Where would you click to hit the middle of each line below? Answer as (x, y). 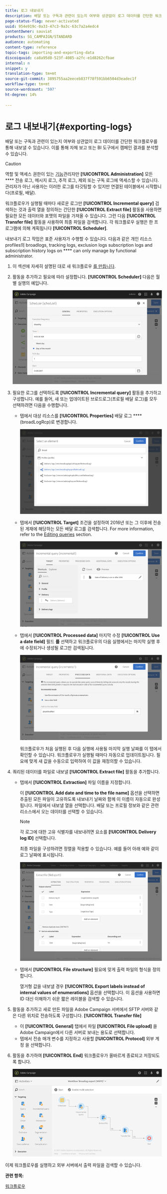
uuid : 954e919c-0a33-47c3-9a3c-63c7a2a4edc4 (52, 26)
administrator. (19, 256)
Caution (13, 164)
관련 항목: (14, 1176)
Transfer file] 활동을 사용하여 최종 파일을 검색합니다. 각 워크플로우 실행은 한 (79, 222)
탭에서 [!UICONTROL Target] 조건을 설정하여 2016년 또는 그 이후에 (86, 523)
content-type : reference (31, 47)
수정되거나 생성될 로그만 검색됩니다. (60, 647)
